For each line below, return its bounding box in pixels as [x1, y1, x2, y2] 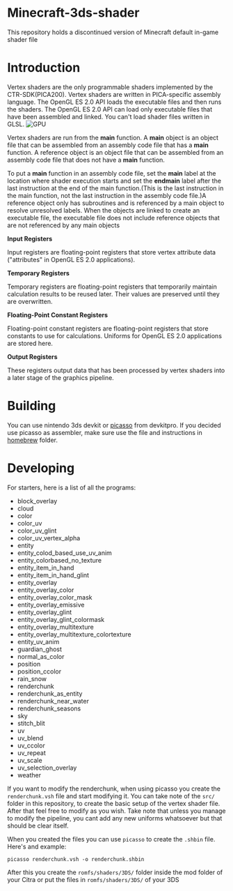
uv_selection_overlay [17, 763, 77, 772]
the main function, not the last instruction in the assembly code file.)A [7, 191, 207, 199]
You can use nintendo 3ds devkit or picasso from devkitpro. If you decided [7, 420, 221, 429]
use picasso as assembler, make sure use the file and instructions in [7, 428, 203, 436]
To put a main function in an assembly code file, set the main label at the [7, 169, 216, 177]
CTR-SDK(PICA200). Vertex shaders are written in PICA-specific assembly [7, 90, 221, 98]
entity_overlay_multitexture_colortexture [17, 630, 131, 639]
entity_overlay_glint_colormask [17, 615, 105, 623]
